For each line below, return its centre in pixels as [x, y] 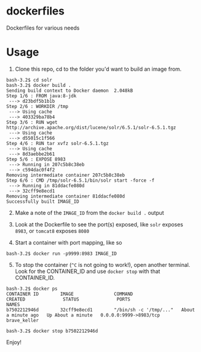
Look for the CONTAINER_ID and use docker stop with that [88, 271]
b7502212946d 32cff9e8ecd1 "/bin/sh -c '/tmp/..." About [101, 310]
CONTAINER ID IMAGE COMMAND [70, 294]
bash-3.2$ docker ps [32, 289]
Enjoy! [14, 342]
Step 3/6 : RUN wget [32, 122]
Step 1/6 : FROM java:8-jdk [42, 96]
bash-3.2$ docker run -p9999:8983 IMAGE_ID [62, 254]
